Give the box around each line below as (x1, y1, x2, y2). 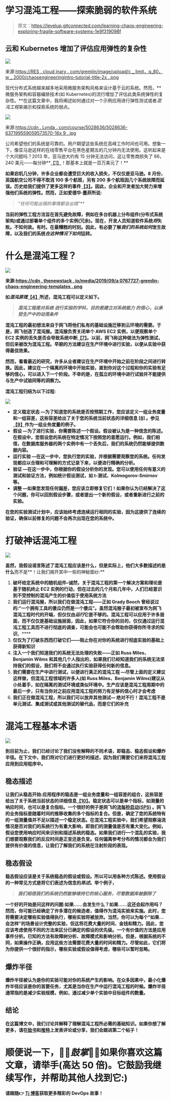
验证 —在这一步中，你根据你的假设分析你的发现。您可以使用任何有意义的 (12, 466, 166, 472)
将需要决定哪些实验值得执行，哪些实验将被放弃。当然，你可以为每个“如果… (5, 914, 164, 920)
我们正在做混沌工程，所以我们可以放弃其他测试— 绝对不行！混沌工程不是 (12, 694, 166, 700)
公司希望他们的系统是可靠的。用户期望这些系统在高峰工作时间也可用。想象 (5, 140, 161, 146)
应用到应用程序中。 (5, 761, 46, 767)
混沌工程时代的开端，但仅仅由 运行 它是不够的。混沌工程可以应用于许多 (12, 611, 160, 617)
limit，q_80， (135, 68, 163, 74)
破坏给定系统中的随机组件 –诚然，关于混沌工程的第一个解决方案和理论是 (12, 580, 162, 586)
